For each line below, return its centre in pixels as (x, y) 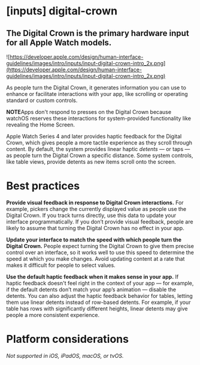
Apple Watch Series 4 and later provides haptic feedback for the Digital (94, 136)
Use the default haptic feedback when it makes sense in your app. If (93, 276)
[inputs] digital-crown (62, 11)
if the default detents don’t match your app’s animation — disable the (91, 289)
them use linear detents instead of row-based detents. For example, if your (99, 302)
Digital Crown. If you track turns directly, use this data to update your (91, 215)
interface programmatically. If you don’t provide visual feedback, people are (100, 221)
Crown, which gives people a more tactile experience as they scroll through (99, 143)
